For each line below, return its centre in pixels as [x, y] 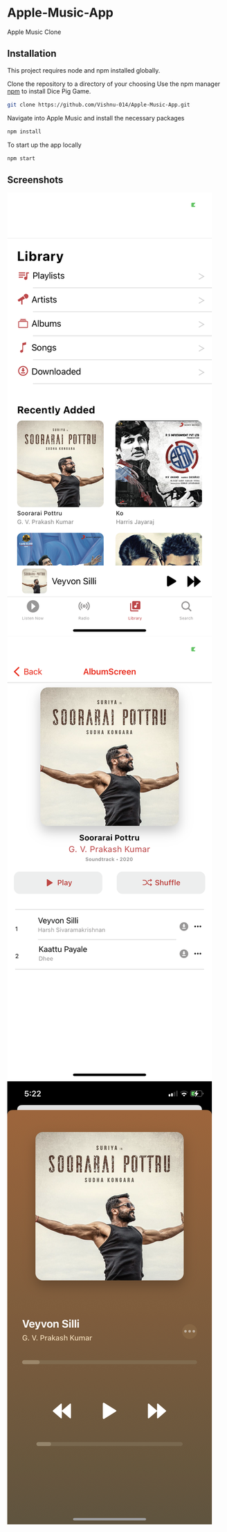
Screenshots [35, 180]
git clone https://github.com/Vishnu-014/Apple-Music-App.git [99, 105]
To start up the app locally [44, 145]
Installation [32, 54]
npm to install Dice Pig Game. [49, 91]
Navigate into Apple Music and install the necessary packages [96, 118]
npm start [21, 158]
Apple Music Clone [34, 32]
